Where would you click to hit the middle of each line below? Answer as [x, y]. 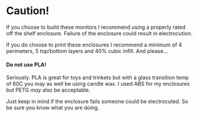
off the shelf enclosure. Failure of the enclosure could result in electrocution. [99, 33]
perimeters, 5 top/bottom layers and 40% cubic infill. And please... [87, 51]
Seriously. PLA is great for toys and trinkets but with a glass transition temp [98, 78]
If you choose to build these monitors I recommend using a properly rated [96, 27]
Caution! [28, 11]
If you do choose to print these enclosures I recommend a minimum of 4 [94, 45]
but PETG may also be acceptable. [48, 90]
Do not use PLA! [26, 64]
